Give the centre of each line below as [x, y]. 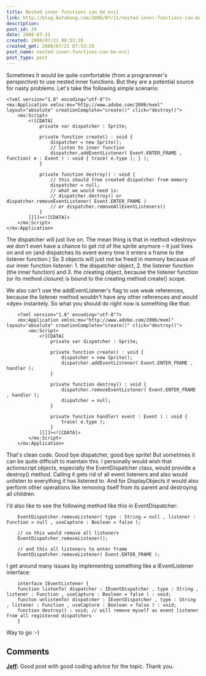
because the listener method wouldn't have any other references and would [102, 297]
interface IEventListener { [53, 583]
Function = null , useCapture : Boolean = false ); [74, 522]
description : [23, 23]
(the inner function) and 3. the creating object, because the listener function [102, 272]
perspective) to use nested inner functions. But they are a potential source [100, 82]
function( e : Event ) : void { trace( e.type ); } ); [78, 158]
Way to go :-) [23, 632]
